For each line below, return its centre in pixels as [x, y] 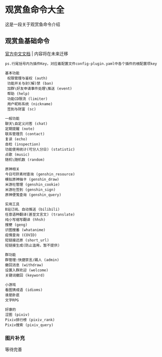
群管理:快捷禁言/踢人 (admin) [32, 260]
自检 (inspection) [23, 144]
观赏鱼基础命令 [27, 41]
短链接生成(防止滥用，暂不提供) [32, 245]
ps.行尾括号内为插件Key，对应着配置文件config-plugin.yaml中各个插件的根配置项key [81, 63]
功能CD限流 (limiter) [27, 99]
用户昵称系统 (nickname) [30, 104]
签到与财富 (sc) [22, 109]
